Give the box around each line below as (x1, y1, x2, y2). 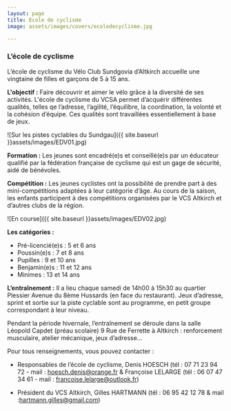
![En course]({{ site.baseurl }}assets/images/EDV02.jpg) (7, 214, 167, 222)
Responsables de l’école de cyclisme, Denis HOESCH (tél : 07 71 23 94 (17, 360, 218, 368)
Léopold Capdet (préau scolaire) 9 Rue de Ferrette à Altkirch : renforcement (7, 326, 223, 335)
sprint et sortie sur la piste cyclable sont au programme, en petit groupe (7, 298, 211, 306)
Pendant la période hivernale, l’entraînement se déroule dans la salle (7, 319, 201, 327)
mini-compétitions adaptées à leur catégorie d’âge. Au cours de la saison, (7, 187, 217, 195)
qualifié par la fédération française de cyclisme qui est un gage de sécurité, (7, 158, 222, 167)
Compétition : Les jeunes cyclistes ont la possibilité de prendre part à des (7, 179, 217, 187)
